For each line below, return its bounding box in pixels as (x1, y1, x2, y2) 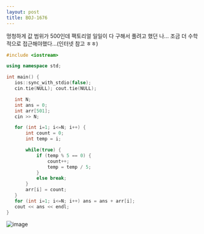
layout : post (6, 9, 40, 15)
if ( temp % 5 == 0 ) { (36, 152, 92, 159)
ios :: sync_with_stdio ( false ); (14, 80, 92, 86)
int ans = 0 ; (14, 102, 48, 108)
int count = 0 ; (25, 130, 64, 136)
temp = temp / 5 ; (47, 164, 92, 170)
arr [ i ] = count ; (25, 187, 67, 193)
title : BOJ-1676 (6, 15, 48, 21)
